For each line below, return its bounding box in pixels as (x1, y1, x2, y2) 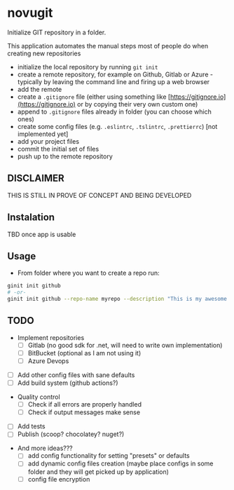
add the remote (17, 85, 62, 93)
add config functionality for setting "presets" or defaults (27, 451, 191, 460)
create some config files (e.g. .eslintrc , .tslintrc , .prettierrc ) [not (17, 122, 218, 130)
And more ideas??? (17, 444, 74, 453)
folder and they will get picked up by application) (27, 468, 170, 476)
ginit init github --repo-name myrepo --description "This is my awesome (7, 296, 228, 303)
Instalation (7, 212, 55, 224)
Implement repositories (17, 333, 85, 341)
